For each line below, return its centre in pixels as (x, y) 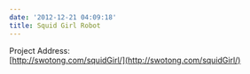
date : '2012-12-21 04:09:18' (63, 17)
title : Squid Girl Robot (55, 26)
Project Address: (40, 50)
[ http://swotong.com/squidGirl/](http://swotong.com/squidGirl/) (125, 60)
